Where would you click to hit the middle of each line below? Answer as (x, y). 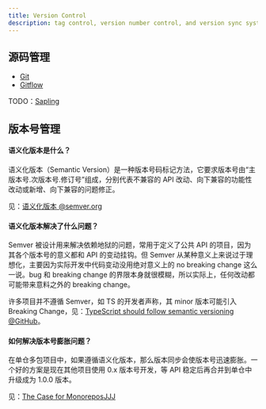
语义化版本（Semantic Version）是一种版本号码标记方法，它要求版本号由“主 (132, 169)
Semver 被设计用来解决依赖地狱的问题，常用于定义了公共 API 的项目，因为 (130, 245)
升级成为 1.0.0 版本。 (42, 380)
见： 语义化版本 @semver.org (55, 206)
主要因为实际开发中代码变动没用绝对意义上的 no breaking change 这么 (143, 265)
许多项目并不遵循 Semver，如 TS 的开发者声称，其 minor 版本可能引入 (123, 301)
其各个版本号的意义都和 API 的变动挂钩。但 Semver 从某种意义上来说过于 (127, 255)
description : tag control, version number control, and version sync (125, 23)
